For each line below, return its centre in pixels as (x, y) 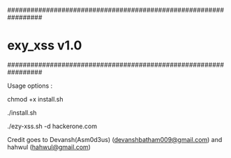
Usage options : (30, 86)
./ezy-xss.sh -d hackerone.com (52, 126)
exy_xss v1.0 (45, 46)
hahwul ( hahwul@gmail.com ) (49, 147)
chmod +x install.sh (36, 99)
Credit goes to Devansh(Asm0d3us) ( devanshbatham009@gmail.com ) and (115, 139)
